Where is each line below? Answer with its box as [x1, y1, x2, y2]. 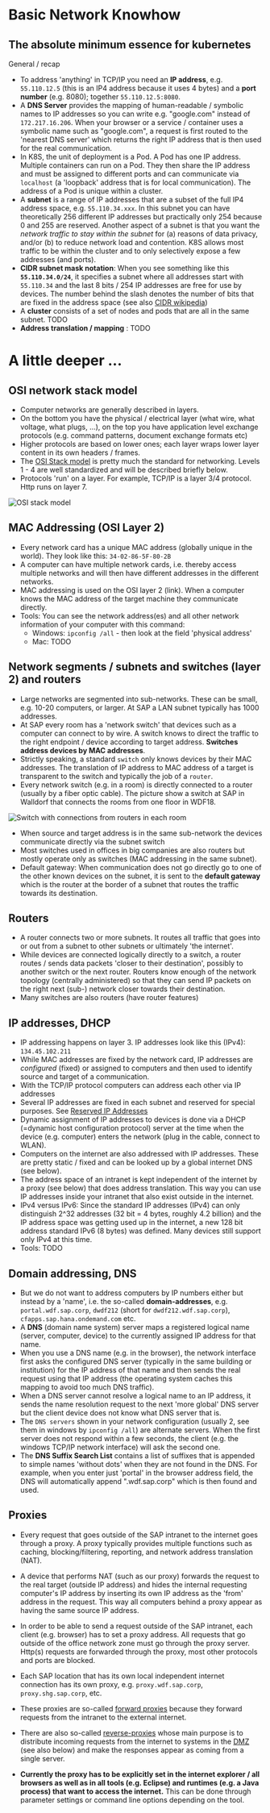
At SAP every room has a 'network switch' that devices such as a [19, 719, 237, 729]
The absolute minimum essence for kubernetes [8, 38, 251, 52]
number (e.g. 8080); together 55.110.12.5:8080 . [19, 92, 181, 102]
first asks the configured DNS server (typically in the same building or [19, 1357, 252, 1366]
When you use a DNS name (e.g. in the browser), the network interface [19, 1348, 256, 1358]
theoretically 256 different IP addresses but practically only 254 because [19, 212, 263, 221]
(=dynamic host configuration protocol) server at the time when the [19, 1123, 244, 1133]
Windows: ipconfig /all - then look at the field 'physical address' [31, 627, 252, 638]
